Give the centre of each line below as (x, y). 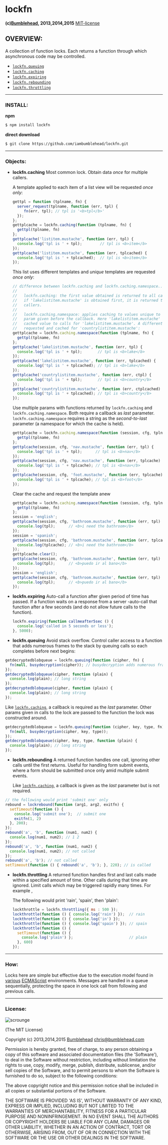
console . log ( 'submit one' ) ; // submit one (60, 814)
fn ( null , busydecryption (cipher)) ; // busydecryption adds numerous (82, 665)
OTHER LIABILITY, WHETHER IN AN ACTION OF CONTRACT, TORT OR (78, 1127)
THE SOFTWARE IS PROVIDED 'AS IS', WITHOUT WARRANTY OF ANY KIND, (84, 1100)
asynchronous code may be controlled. (45, 56)
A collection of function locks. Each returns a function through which (76, 51)
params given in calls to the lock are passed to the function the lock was (80, 712)
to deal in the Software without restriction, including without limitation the (80, 1060)
